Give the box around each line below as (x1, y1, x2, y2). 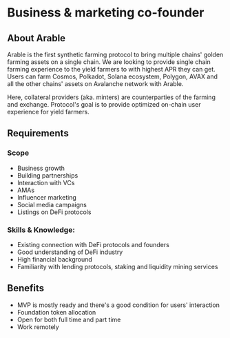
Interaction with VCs (17, 178, 75, 187)
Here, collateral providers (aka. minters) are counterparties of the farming (7, 93, 216, 101)
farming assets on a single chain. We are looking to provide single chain (7, 58, 211, 66)
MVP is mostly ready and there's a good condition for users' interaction (17, 301, 220, 309)
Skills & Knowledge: (7, 225, 76, 235)
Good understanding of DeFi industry (17, 248, 123, 256)
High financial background (17, 255, 93, 263)
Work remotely (17, 322, 60, 331)
